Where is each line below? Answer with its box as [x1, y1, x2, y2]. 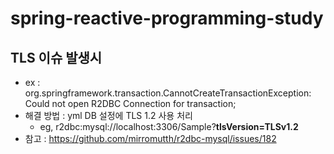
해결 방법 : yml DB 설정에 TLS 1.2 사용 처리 [24, 110, 193, 121]
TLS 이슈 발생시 [10, 49, 103, 66]
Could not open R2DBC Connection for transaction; [24, 98, 237, 109]
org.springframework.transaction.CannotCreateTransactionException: [24, 87, 312, 99]
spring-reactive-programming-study [10, 7, 324, 30]
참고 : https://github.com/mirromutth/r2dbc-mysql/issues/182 [24, 133, 277, 144]
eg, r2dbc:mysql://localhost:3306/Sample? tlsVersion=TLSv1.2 [39, 121, 299, 132]
